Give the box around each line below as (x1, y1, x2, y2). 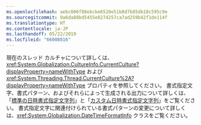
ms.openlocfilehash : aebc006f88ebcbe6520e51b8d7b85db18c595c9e (6, 8, 168, 15)
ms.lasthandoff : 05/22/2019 (6, 31, 77, 37)
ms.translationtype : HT (6, 20, 66, 26)
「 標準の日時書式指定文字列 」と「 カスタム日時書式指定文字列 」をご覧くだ (6, 97, 190, 104)
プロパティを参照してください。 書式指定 (86, 82, 188, 89)
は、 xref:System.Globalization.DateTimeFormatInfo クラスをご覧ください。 (6, 112, 191, 119)
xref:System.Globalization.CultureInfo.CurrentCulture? (6, 61, 139, 68)
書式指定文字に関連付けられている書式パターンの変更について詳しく (17, 105, 186, 111)
